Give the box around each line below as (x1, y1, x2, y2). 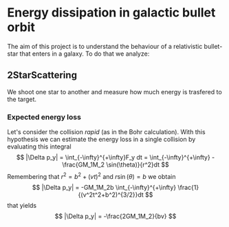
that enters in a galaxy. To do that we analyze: (19, 50, 150, 58)
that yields (7, 201, 37, 209)
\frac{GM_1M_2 (61, 160, 105, 169)
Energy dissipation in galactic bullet (7, 5, 216, 21)
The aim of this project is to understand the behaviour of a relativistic (7, 42, 203, 50)
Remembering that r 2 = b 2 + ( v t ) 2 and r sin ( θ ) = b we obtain (7, 171, 176, 180)
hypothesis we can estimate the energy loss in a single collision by (7, 136, 196, 144)
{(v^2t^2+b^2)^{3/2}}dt (78, 191, 144, 199)
